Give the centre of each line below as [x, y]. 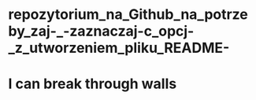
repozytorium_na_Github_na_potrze [128, 15]
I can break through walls [93, 84]
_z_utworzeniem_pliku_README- [119, 48]
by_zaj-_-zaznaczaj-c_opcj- [101, 31]
